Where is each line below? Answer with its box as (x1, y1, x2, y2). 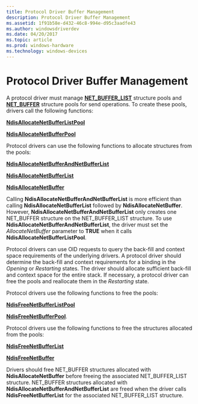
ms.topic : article (6, 37, 52, 43)
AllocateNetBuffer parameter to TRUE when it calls (6, 227, 132, 234)
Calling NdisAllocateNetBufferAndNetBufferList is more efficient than (6, 195, 182, 202)
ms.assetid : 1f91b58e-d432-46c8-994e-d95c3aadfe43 (6, 20, 136, 26)
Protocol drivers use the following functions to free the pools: (6, 289, 158, 297)
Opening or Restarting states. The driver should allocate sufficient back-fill (6, 265, 191, 272)
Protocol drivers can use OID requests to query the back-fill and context (6, 245, 185, 252)
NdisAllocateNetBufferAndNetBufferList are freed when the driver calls (6, 385, 187, 393)
